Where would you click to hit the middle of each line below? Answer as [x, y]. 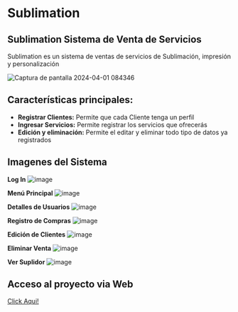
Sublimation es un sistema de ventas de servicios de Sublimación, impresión [119, 56]
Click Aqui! [23, 301]
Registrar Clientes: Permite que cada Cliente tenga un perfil [106, 117]
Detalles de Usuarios [39, 207]
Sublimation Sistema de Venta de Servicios [105, 39]
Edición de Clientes [37, 234]
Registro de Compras [39, 220]
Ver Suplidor [26, 262]
